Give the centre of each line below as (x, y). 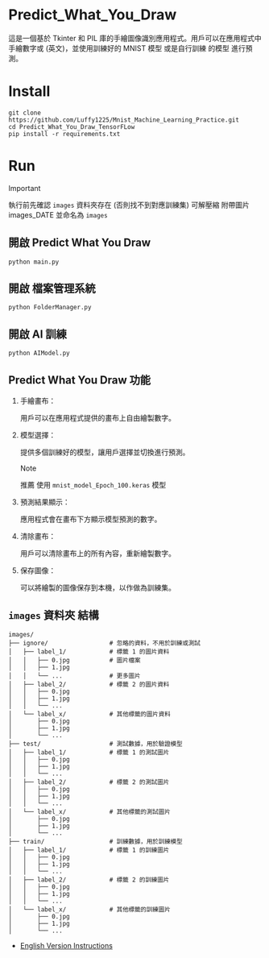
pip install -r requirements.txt (64, 134)
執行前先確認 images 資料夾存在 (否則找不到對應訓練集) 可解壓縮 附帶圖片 (129, 205)
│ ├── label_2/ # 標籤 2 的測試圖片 (89, 782)
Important (25, 188)
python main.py (34, 262)
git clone (25, 113)
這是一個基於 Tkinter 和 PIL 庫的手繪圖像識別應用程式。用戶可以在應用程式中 (135, 38)
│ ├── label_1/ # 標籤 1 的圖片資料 (89, 651)
